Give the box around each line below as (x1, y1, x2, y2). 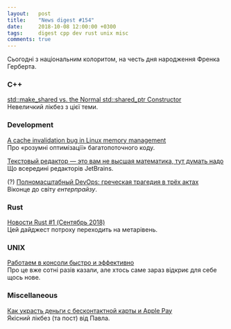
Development (7, 120, 54, 130)
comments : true (7, 36, 51, 43)
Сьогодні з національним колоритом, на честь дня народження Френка (7, 55, 220, 63)
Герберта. (7, 62, 37, 71)
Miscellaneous (7, 291, 58, 301)
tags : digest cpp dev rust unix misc (7, 29, 129, 37)
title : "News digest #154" (7, 17, 95, 24)
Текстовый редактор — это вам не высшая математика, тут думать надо (7, 157, 224, 165)
